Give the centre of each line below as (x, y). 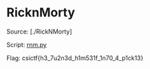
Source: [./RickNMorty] (39, 31)
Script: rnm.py (27, 44)
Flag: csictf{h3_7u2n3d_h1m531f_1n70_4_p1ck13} (75, 58)
